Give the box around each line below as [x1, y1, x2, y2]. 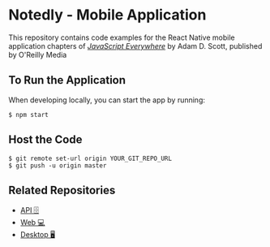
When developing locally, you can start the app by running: [8, 95, 205, 105]
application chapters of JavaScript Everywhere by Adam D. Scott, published [8, 41, 263, 50]
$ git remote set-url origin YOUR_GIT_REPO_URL [8, 154, 173, 162]
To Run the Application [8, 73, 126, 87]
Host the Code [8, 132, 83, 147]
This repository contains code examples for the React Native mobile [8, 32, 235, 42]
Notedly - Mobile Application [8, 6, 207, 24]
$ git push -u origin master [8, 161, 107, 170]
